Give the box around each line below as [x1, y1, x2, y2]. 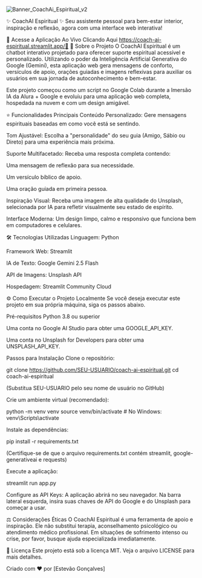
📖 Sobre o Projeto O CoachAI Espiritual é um [70, 42, 180, 50]
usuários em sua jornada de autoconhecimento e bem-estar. [6, 75, 157, 82]
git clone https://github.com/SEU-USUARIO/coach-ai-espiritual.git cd [6, 367, 179, 373]
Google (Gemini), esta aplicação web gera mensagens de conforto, [6, 62, 174, 69]
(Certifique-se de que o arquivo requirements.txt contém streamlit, [6, 450, 172, 457]
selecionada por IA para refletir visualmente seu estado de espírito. [6, 204, 174, 210]
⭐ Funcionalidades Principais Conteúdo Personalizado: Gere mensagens [6, 111, 187, 118]
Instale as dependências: [6, 426, 69, 433]
